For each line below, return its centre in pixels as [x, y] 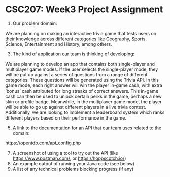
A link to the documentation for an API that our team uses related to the [87, 128]
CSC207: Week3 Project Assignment [84, 9]
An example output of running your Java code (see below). [74, 163]
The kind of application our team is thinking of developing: [74, 54]
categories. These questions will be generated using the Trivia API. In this [82, 80]
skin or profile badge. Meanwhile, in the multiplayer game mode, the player [83, 101]
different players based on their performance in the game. [66, 117]
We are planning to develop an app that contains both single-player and [80, 64]
